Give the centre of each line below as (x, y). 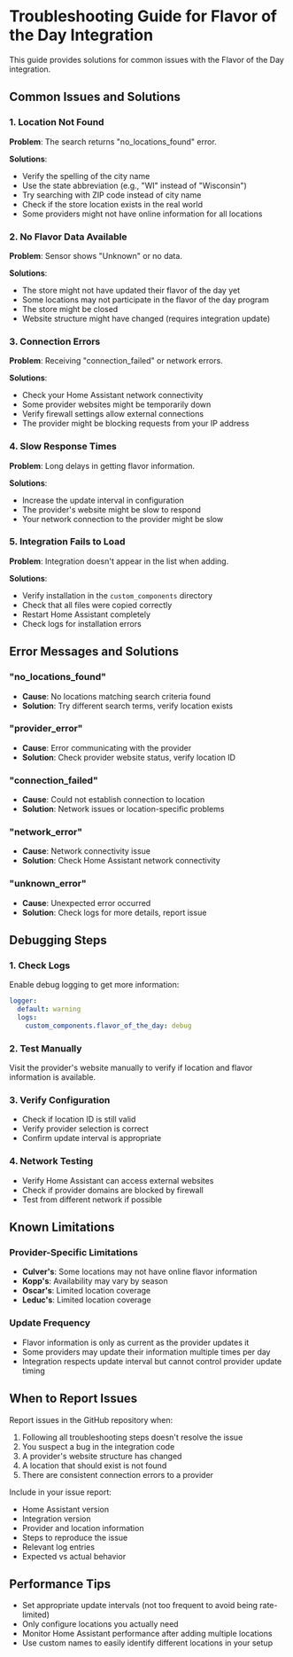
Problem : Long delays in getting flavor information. (102, 465)
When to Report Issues (73, 1399)
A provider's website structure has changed (102, 1456)
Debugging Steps (58, 940)
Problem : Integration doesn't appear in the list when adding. (119, 561)
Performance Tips (60, 1584)
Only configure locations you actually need (100, 1624)
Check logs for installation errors (81, 623)
